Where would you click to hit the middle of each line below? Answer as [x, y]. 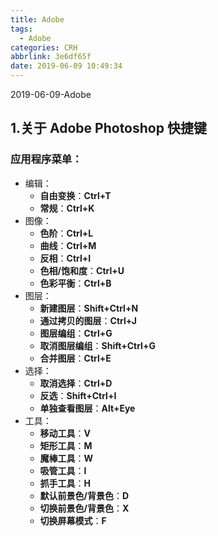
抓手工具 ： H [65, 483]
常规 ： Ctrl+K [67, 208]
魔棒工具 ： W [66, 458]
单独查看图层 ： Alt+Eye [87, 408]
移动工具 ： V [65, 433]
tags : [21, 29]
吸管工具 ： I [63, 470]
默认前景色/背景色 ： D [84, 495]
